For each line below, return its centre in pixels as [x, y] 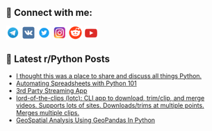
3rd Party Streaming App [51, 90]
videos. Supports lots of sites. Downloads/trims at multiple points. [110, 105]
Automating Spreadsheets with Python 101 [76, 83]
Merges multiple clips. [48, 112]
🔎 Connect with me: [49, 13]
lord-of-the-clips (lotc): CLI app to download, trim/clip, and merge [110, 98]
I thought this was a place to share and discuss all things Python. [109, 76]
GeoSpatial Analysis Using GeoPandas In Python [85, 120]
